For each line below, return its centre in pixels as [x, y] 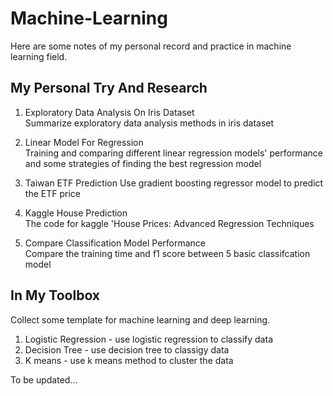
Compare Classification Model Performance [115, 243]
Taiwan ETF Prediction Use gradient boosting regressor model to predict [174, 183]
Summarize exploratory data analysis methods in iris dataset [149, 123]
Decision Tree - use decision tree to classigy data [127, 349]
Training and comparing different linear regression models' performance [173, 153]
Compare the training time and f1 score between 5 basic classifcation [167, 253]
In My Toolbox [55, 295]
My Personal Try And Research [109, 88]
